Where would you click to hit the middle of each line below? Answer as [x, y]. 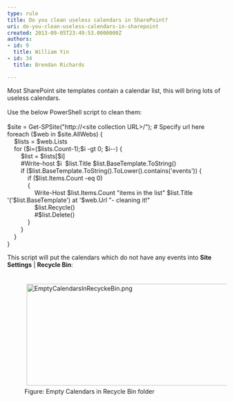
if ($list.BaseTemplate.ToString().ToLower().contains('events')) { [111, 171]
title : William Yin [41, 52]
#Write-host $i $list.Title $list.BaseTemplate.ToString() [98, 163]
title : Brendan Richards [49, 65]
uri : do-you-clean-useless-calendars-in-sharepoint [83, 26]
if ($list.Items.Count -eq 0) [65, 178]
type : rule [23, 13]
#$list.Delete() [55, 215]
